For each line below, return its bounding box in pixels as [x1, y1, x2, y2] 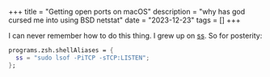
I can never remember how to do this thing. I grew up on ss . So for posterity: [8, 31, 263, 40]
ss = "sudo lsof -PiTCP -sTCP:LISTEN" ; [15, 54, 150, 62]
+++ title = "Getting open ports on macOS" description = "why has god [8, 7, 246, 16]
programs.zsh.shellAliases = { [8, 47, 114, 55]
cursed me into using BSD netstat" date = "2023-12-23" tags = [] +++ [8, 15, 241, 25]
